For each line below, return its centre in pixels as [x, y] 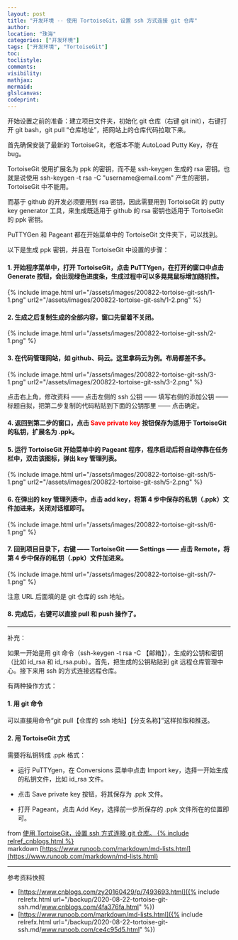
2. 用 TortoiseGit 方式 [39, 738]
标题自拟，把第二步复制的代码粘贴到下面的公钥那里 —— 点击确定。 [105, 405]
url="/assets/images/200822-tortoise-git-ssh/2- [146, 333]
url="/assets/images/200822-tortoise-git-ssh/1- [145, 293]
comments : [22, 67]
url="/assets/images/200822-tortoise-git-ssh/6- [146, 524]
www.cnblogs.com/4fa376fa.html [90, 907]
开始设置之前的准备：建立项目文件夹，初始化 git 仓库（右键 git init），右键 [114, 121]
